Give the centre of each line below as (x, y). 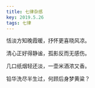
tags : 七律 (19, 23)
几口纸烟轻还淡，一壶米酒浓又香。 (48, 66)
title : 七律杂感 (24, 12)
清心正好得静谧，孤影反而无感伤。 (48, 53)
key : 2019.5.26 (25, 17)
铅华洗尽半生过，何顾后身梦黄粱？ (48, 79)
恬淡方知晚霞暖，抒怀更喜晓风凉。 (48, 41)
